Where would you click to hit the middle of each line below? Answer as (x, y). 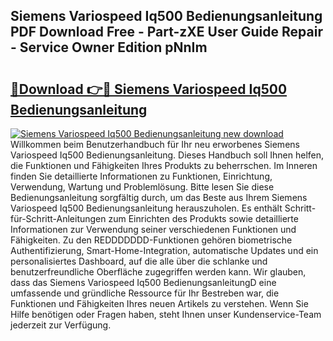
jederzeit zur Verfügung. (61, 325)
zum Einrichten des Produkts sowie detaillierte (203, 218)
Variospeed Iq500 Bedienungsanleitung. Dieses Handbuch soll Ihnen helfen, (167, 155)
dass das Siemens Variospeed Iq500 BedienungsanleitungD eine (143, 282)
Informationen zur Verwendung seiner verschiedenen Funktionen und (153, 229)
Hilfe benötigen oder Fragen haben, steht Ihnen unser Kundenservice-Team (166, 314)
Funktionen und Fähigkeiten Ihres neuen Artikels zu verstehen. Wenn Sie (159, 303)
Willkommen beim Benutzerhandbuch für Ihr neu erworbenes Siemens (155, 144)
